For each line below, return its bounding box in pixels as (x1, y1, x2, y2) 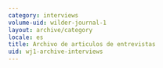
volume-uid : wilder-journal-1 (8, 19, 107, 27)
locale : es (8, 33, 44, 41)
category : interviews (8, 11, 79, 20)
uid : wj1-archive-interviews (8, 48, 103, 55)
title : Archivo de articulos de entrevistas (8, 41, 156, 48)
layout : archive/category (8, 26, 92, 34)
